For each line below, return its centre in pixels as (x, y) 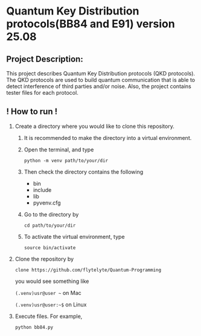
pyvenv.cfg (47, 203)
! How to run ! (32, 112)
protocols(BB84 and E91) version (91, 24)
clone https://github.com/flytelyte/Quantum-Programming (88, 270)
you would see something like (52, 281)
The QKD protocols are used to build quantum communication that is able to (101, 80)
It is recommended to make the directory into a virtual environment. (108, 138)
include (42, 190)
